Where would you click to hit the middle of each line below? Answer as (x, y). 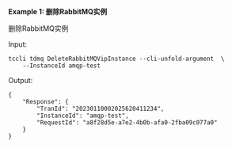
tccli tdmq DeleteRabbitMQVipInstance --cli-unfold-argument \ (116, 59)
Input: (18, 44)
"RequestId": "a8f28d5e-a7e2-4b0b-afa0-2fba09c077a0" (127, 123)
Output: (21, 80)
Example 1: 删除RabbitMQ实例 (58, 11)
